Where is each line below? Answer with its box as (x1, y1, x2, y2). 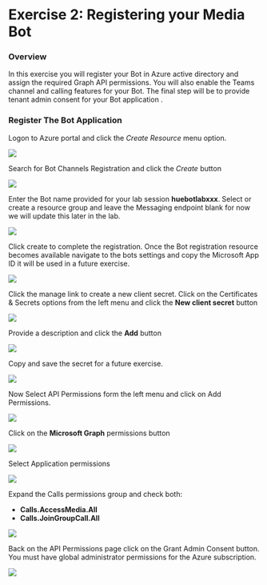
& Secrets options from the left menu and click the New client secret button (8, 298, 258, 307)
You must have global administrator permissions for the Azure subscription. (8, 552, 257, 562)
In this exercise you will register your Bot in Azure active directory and (8, 70, 239, 79)
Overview (8, 51, 47, 62)
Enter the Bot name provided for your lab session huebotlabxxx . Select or (8, 194, 252, 203)
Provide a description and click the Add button (8, 328, 162, 338)
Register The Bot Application (8, 114, 122, 126)
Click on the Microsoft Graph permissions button (8, 428, 170, 438)
